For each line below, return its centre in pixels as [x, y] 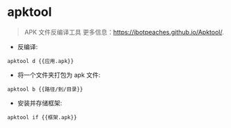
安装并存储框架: [40, 103]
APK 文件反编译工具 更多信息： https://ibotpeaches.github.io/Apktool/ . [124, 32]
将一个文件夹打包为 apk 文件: [59, 75]
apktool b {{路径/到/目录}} [45, 89]
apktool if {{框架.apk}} [42, 117]
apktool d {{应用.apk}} [41, 61]
